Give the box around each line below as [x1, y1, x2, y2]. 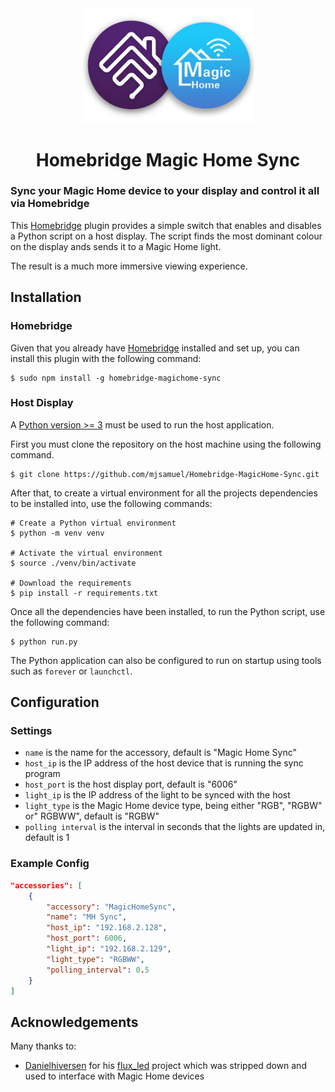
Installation [10, 289, 82, 306]
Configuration [10, 694, 100, 711]
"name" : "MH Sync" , [46, 912, 128, 922]
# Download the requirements [10, 578, 132, 588]
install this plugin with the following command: [10, 352, 202, 364]
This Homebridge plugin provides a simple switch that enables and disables [10, 219, 322, 231]
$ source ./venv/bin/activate [10, 558, 137, 568]
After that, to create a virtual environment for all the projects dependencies [10, 487, 318, 499]
